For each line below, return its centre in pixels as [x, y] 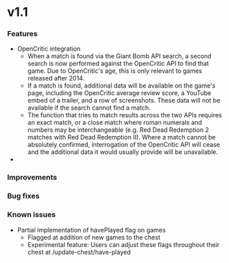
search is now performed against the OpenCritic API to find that [118, 64]
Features [22, 34]
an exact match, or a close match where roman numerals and [115, 123]
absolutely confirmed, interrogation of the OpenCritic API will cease [123, 145]
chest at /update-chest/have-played [79, 252]
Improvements [32, 178]
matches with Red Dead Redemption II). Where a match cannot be [121, 137]
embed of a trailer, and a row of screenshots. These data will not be [124, 101]
